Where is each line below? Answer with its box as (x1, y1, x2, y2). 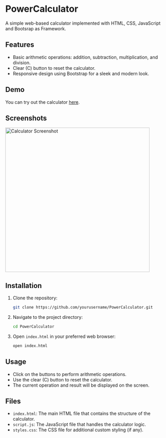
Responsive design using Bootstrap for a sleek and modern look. (12, 70, 150, 77)
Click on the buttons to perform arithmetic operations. (12, 371, 127, 377)
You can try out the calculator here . (5, 99, 80, 105)
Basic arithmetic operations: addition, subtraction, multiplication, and (12, 54, 158, 60)
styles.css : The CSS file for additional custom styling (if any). (12, 427, 143, 433)
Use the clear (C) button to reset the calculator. (12, 376, 113, 383)
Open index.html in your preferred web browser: (12, 333, 116, 339)
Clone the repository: (12, 295, 58, 301)
